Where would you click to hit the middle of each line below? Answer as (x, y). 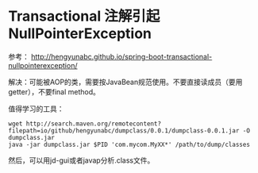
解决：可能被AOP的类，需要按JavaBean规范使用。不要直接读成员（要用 (125, 82)
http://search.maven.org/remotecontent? (93, 124)
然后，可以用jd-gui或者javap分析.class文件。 (81, 160)
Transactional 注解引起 (84, 16)
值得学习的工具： (36, 109)
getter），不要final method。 (54, 91)
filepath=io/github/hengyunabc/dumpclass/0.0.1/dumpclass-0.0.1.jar (124, 131)
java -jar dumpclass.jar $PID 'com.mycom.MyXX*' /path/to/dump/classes (129, 144)
